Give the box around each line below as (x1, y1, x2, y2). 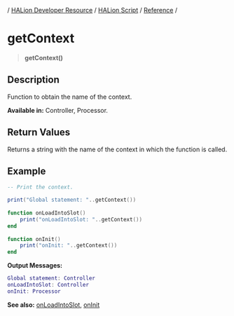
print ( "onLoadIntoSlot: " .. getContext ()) (20, 216, 142, 223)
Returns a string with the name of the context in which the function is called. (7, 145, 228, 153)
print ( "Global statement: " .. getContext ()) (7, 196, 137, 204)
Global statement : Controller (7, 275, 96, 282)
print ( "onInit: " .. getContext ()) (20, 242, 118, 249)
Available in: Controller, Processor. (7, 106, 109, 114)
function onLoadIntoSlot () (7, 209, 86, 217)
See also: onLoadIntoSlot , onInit (7, 301, 100, 309)
